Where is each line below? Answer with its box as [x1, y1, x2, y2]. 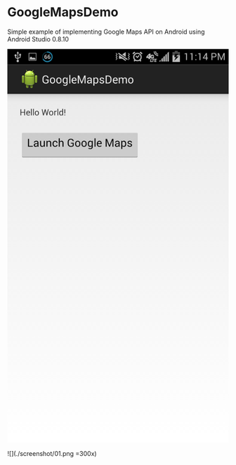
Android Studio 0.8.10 [7, 34, 69, 43]
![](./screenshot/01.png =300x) [7, 449, 97, 457]
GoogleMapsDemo [7, 4, 119, 20]
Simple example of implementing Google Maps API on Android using [7, 27, 205, 36]
